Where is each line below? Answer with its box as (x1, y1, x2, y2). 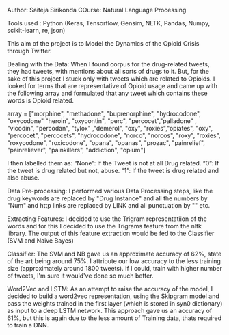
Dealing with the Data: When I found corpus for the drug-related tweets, (7, 60, 210, 68)
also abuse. (7, 174, 40, 182)
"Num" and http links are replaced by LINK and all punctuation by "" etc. (7, 202, 211, 209)
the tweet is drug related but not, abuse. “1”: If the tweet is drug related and (7, 167, 219, 174)
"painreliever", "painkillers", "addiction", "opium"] (7, 146, 146, 154)
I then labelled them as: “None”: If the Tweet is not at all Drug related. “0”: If (7, 159, 219, 167)
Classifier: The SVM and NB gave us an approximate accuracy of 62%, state (7, 250, 222, 258)
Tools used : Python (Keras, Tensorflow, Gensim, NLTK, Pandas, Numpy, (7, 19, 211, 27)
